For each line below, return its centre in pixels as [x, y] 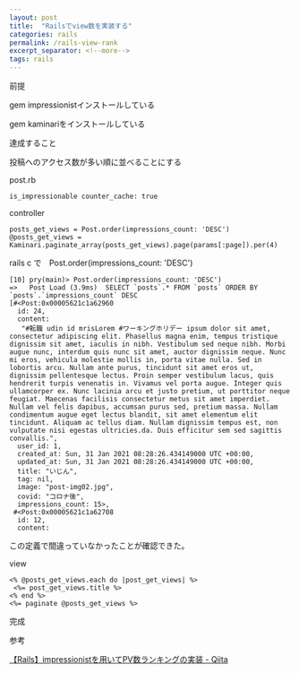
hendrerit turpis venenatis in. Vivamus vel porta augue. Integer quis [145, 384]
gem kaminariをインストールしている [77, 124]
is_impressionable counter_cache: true [84, 196]
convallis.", [34, 438]
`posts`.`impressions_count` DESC [74, 296]
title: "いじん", [47, 471]
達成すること [33, 143]
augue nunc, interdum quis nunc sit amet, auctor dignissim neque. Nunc [148, 352]
